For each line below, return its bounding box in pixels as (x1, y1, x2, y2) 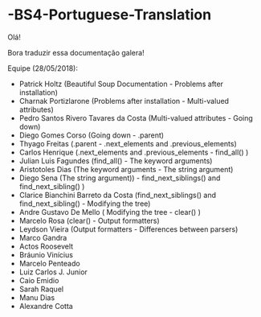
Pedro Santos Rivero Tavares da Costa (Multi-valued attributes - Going (18, 113, 254, 122)
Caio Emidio (18, 275, 59, 285)
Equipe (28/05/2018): (7, 63, 78, 73)
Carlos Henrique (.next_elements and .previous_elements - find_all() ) (18, 147, 249, 157)
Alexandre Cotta (18, 301, 73, 311)
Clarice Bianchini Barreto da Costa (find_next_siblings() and (18, 190, 217, 200)
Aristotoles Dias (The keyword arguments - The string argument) (18, 164, 234, 174)
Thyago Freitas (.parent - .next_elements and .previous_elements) (18, 138, 238, 148)
